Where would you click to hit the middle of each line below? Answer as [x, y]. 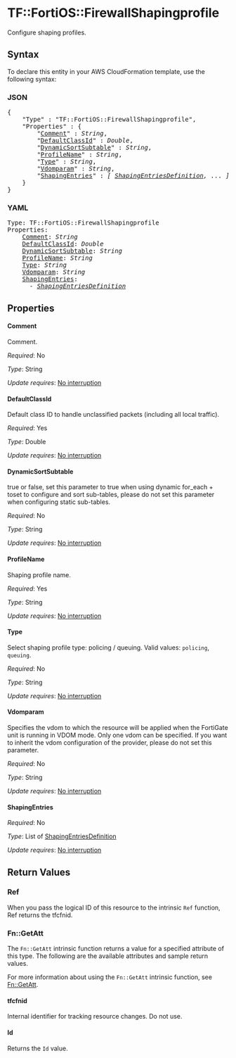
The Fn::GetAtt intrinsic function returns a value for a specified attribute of [116, 949]
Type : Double [27, 442]
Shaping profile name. [39, 574]
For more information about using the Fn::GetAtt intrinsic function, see [110, 977]
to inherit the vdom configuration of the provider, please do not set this [110, 742]
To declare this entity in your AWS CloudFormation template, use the [106, 71]
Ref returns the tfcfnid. [40, 915]
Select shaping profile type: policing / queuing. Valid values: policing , [108, 647]
